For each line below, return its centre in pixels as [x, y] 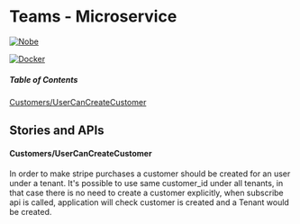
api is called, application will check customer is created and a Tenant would [150, 202]
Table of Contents [44, 79]
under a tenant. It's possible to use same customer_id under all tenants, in [146, 183]
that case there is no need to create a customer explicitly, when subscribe [146, 193]
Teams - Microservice [93, 17]
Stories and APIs [57, 131]
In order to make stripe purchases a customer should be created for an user [150, 174]
